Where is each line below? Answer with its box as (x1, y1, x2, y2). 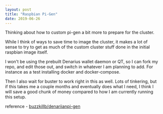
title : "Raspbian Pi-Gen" (5, 12, 58, 17)
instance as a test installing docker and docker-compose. (5, 69, 121, 75)
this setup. (5, 94, 26, 100)
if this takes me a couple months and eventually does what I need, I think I (5, 84, 154, 90)
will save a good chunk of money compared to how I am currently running (5, 89, 154, 95)
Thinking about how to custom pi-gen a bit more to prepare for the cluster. (5, 30, 155, 36)
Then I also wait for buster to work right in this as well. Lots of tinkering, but (5, 78, 157, 84)
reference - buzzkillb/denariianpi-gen (5, 103, 81, 110)
